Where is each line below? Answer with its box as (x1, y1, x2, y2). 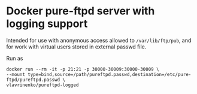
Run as (6, 54, 23, 62)
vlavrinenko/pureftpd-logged (6, 82, 79, 88)
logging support (6, 17, 88, 31)
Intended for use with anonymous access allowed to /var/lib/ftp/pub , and (6, 37, 192, 44)
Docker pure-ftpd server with (6, 4, 155, 18)
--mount (6, 71, 26, 77)
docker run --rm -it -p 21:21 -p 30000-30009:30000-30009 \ (6, 66, 160, 72)
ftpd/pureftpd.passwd (6, 77, 60, 83)
